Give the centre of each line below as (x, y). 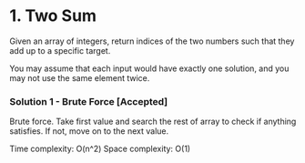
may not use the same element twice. (80, 77)
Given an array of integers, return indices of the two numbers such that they (152, 41)
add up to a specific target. (60, 50)
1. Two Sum (53, 16)
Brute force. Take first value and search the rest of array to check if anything (153, 122)
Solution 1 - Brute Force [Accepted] (89, 101)
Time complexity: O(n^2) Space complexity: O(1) (100, 149)
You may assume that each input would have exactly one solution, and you (149, 68)
